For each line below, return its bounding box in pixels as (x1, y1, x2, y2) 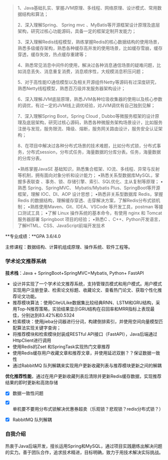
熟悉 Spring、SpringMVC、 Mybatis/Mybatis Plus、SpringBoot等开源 (17, 185, 160, 191)
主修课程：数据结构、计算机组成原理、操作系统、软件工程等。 (5, 244, 133, 250)
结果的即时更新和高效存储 (5, 379, 58, 386)
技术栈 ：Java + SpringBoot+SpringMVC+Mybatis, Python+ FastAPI (5, 270, 144, 276)
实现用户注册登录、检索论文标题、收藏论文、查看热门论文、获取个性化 (12, 287, 158, 293)
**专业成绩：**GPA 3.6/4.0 (5, 234, 61, 239)
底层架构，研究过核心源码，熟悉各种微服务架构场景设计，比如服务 (26, 119, 163, 125)
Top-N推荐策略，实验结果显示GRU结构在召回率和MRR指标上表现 (17, 306, 150, 312)
